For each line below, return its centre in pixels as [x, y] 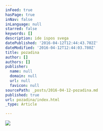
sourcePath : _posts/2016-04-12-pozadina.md [52, 90]
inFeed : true [19, 10]
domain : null [23, 76]
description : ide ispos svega [37, 39]
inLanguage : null [23, 24]
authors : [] [18, 62]
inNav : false [19, 19]
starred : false [21, 29]
